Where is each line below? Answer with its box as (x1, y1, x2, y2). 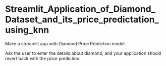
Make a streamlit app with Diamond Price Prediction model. (5, 40, 126, 46)
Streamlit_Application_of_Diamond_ (5, 3, 156, 15)
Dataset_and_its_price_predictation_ (5, 14, 159, 25)
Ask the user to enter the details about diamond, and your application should (5, 50, 162, 56)
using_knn (5, 25, 50, 35)
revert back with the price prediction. (5, 55, 81, 61)
